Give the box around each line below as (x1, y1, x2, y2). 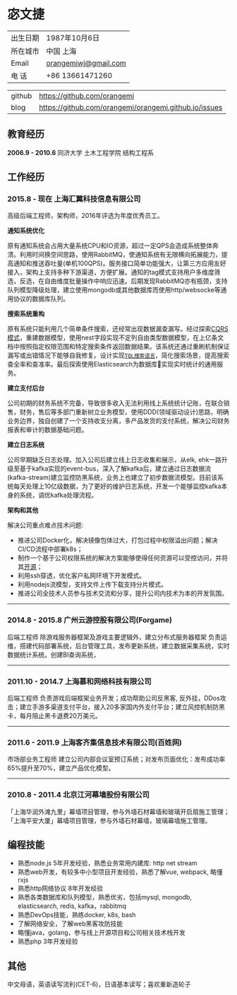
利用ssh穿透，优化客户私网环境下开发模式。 (17, 571, 146, 580)
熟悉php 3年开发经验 (17, 937, 78, 945)
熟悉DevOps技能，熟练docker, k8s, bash (17, 911, 136, 919)
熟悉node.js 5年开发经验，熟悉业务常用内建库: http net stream (17, 859, 197, 868)
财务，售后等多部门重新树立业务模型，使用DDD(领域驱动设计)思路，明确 (19, 408, 229, 416)
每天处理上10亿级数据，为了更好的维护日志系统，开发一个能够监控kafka (13, 482, 221, 490)
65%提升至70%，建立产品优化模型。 (7, 764, 115, 772)
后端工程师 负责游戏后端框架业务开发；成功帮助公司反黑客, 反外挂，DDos (7, 694, 220, 703)
